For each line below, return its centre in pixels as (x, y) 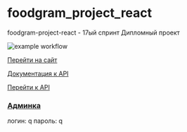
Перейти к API (29, 87)
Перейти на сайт (32, 60)
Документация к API (38, 73)
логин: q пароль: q (35, 121)
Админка (24, 105)
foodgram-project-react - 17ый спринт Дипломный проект (94, 32)
